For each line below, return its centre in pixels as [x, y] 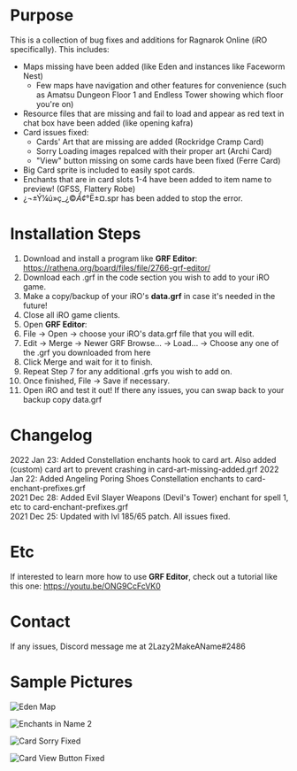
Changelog [51, 436]
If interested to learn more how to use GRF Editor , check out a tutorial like [144, 576]
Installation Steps [76, 234]
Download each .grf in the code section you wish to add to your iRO [146, 277]
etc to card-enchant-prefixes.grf [69, 506]
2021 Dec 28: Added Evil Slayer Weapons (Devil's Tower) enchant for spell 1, [149, 497]
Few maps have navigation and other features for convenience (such [161, 85]
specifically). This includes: [60, 49]
